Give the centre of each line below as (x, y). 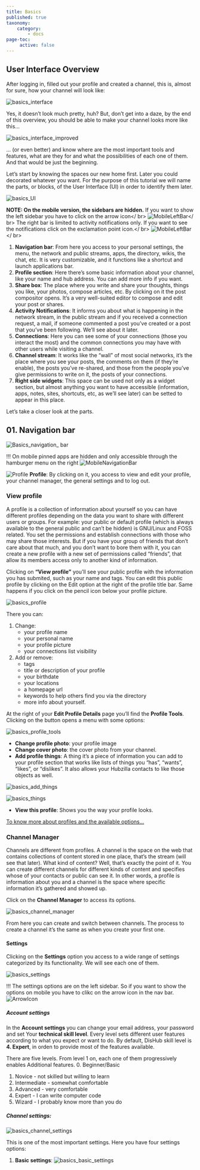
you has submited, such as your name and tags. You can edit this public (95, 578)
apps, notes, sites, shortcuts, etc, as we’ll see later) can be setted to (99, 393)
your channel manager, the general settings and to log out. (78, 481)
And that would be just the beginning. (52, 162)
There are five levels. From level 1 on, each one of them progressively (92, 1059)
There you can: (25, 614)
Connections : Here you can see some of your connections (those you (101, 336)
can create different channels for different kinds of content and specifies (96, 869)
